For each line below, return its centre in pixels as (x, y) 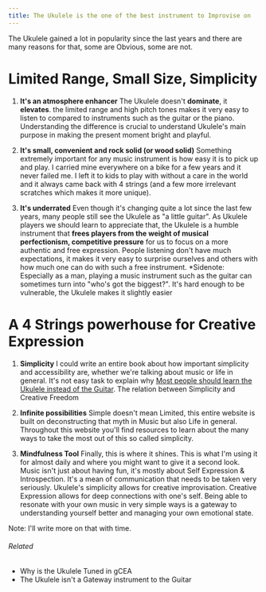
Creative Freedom (49, 397)
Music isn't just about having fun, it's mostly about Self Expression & (132, 470)
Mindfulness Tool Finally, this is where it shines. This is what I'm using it (139, 454)
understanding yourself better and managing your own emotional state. (137, 512)
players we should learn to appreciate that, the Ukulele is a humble (129, 224)
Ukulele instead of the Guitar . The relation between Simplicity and (127, 389)
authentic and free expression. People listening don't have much (125, 250)
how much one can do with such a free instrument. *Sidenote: (122, 267)
